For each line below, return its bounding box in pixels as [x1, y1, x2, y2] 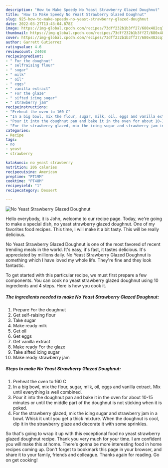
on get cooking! [5, 457, 38, 463]
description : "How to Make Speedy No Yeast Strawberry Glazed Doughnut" [5, 7, 160, 12]
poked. [12, 405, 27, 411]
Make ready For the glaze [12, 344, 66, 350]
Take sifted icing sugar [12, 349, 60, 355]
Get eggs [12, 333, 32, 339]
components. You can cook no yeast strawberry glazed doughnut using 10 [5, 277, 159, 283]
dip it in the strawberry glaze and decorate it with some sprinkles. [12, 421, 148, 427]
